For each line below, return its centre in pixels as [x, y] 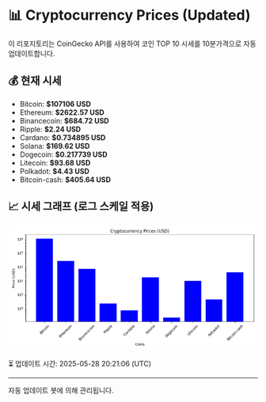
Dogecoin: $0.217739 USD [64, 154]
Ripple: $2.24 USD [50, 129]
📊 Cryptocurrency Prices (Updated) [129, 15]
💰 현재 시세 [35, 81]
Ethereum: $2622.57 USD [62, 112]
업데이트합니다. [32, 53]
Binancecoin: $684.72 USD [64, 120]
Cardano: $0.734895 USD [63, 137]
